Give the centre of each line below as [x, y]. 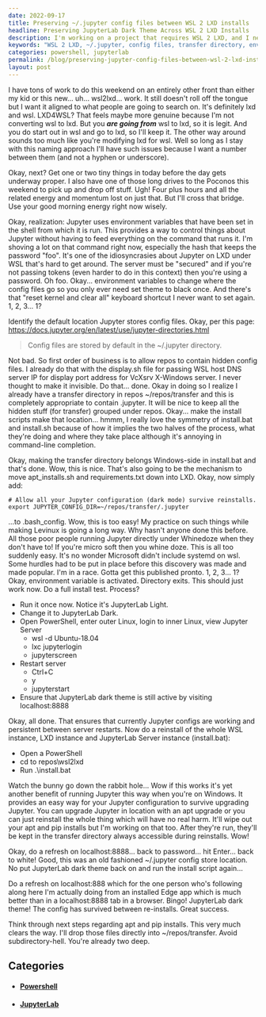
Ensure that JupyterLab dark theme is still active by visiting [116, 697]
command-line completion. [52, 444]
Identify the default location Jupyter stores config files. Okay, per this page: [131, 321]
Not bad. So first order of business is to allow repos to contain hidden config [133, 360]
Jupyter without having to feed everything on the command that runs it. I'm [131, 238]
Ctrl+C [42, 672]
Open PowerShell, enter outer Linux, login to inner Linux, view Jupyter [134, 621]
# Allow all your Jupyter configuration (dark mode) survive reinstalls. [133, 500]
